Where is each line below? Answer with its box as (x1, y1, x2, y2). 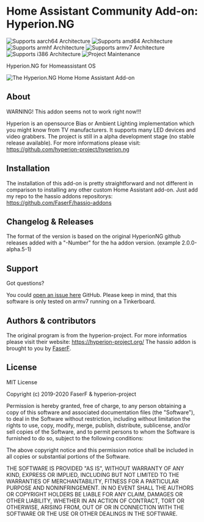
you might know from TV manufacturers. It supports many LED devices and (6, 126, 196, 134)
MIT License (6, 378, 38, 385)
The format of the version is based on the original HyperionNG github (6, 233, 181, 240)
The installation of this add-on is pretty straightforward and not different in (6, 179, 194, 187)
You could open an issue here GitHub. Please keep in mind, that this (6, 291, 177, 299)
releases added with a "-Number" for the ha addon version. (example (6, 239, 181, 246)
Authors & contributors (6, 315, 97, 326)
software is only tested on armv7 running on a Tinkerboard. (6, 298, 156, 306)
